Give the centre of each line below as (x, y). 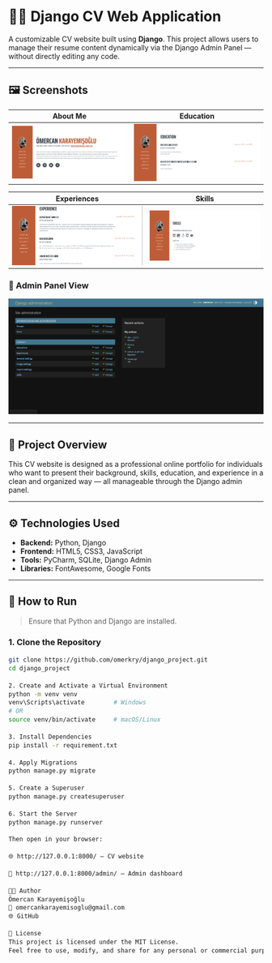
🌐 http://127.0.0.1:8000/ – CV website (76, 857)
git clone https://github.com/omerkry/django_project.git (108, 660)
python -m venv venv (43, 694)
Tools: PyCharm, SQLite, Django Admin (86, 559)
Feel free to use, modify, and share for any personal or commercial (128, 950)
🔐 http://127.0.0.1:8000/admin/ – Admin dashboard (96, 873)
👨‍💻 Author (25, 891)
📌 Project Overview (58, 445)
